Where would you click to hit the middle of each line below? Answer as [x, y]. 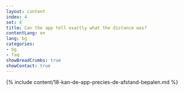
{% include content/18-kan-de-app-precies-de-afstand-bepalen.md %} [92, 82]
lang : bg [17, 38]
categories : [20, 44]
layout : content [26, 11]
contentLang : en [26, 33]
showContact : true [28, 66]
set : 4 [14, 22]
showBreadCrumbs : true [33, 60]
